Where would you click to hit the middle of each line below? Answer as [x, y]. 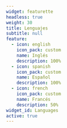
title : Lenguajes [27, 28]
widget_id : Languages [32, 110]
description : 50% [38, 105]
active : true [22, 116]
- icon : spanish [31, 66]
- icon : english [31, 45]
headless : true [24, 17]
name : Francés [33, 99]
